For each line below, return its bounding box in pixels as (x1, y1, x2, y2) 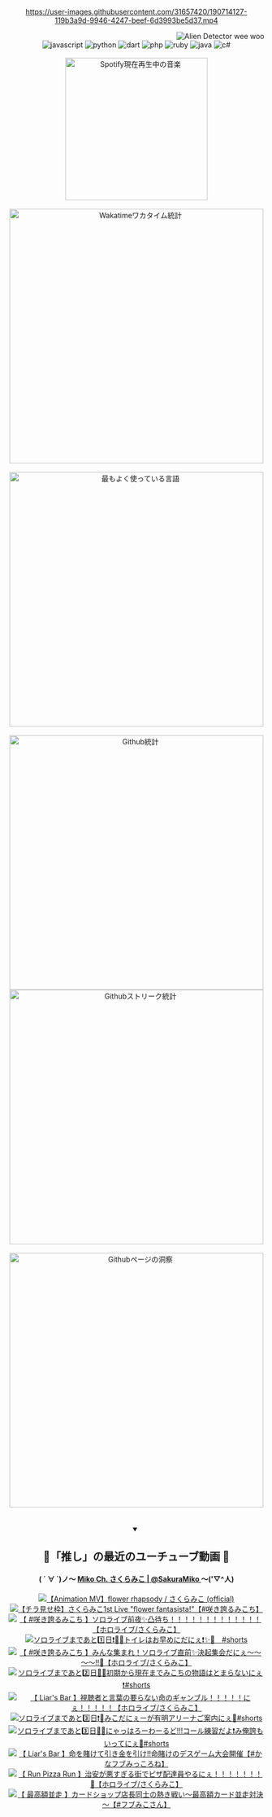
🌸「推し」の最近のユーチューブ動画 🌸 (43, 1550, 230, 1564)
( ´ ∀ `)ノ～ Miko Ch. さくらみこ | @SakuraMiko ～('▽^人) (38, 1573, 235, 1583)
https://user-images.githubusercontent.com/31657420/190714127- (25, 7, 248, 16)
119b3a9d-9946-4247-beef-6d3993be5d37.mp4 (54, 15, 218, 25)
